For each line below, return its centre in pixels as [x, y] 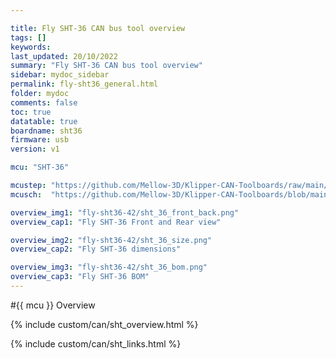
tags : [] [28, 37]
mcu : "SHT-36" [40, 167]
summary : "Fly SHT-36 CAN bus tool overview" [106, 66]
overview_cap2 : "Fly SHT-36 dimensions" [96, 249]
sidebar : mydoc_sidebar [60, 75]
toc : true [31, 112]
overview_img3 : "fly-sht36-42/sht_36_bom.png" [109, 267]
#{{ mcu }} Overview [53, 305]
